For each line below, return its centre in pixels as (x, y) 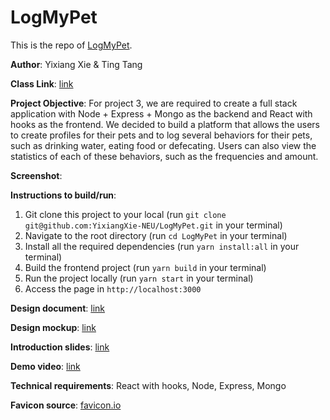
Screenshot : (36, 175)
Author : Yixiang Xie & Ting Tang (76, 64)
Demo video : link (45, 366)
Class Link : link (42, 83)
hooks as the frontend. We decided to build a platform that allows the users (165, 124)
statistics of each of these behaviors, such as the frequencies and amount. (164, 156)
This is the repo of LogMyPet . (71, 45)
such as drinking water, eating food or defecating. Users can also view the (163, 145)
